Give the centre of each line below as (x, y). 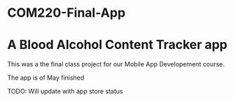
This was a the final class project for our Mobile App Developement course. (116, 64)
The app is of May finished (46, 78)
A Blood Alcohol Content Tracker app (117, 45)
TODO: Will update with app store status (65, 92)
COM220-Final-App (67, 13)
